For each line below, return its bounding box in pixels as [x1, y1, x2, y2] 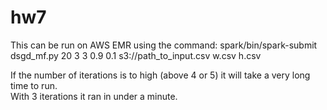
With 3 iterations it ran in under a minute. [10, 90, 178, 102]
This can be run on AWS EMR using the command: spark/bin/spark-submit [10, 39, 318, 51]
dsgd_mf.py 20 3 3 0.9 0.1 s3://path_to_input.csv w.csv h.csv [10, 49, 262, 61]
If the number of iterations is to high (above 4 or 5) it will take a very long [10, 69, 311, 81]
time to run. [10, 79, 58, 91]
